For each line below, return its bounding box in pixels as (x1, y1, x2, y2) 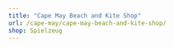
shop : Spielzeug (8, 26, 63, 34)
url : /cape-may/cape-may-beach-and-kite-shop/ (8, 19, 167, 27)
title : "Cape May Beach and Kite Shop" (8, 11, 142, 20)
